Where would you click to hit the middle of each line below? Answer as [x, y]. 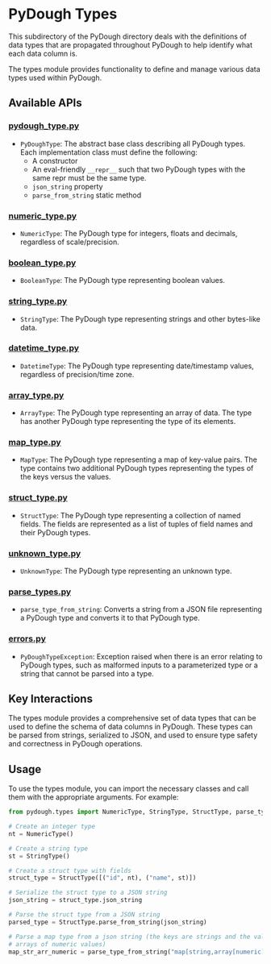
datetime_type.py [44, 348]
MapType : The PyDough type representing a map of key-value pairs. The [139, 459]
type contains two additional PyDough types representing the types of [137, 468]
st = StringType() [39, 856]
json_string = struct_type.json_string [75, 900]
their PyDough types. [55, 532]
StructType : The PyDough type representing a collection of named [130, 515]
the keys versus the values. [65, 477]
